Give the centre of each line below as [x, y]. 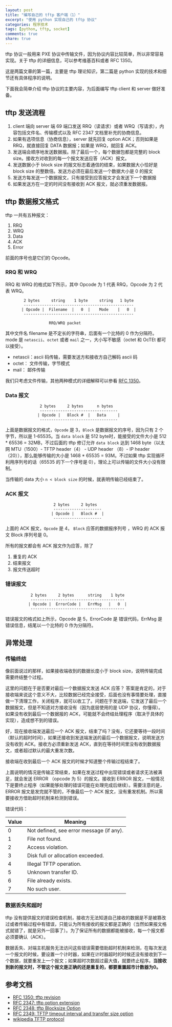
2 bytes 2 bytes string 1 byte [78, 595]
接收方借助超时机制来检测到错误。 [46, 798]
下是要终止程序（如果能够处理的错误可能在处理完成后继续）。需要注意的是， [85, 785]
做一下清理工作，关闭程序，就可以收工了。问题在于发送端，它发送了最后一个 [86, 701]
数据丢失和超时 [24, 905]
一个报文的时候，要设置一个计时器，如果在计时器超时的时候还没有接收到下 [84, 954]
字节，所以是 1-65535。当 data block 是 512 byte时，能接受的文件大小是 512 [86, 436]
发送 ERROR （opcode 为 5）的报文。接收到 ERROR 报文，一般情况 [94, 779]
